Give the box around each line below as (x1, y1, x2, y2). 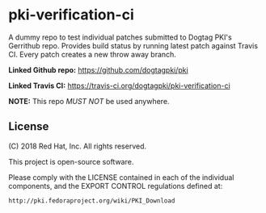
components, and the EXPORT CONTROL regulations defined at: (8, 181, 223, 190)
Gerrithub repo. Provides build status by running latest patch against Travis (8, 40, 259, 50)
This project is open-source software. (8, 157, 134, 166)
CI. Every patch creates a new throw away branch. (8, 49, 176, 59)
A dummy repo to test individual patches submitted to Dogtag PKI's (8, 32, 232, 42)
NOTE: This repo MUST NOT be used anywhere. (8, 96, 170, 106)
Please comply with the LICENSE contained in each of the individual (8, 172, 234, 182)
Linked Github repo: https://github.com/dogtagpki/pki (8, 65, 188, 74)
